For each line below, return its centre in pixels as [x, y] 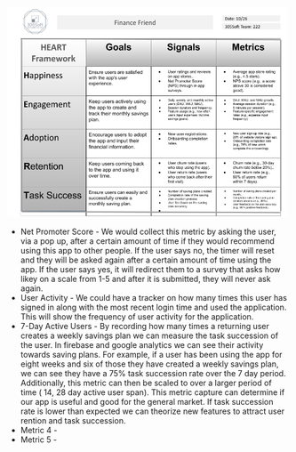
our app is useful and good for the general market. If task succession [147, 402]
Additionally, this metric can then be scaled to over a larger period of [146, 383]
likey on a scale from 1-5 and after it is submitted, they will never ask [145, 279]
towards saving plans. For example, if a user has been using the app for [151, 355]
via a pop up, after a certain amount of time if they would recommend [148, 241]
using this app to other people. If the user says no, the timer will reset [148, 250]
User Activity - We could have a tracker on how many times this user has [153, 298]
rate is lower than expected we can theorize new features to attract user [152, 411]
